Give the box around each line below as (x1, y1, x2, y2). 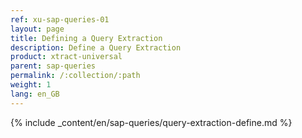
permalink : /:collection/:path (10, 71, 141, 81)
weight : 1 (10, 80, 52, 90)
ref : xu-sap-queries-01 (10, 14, 110, 25)
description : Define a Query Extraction (10, 42, 182, 53)
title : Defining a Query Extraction (10, 33, 163, 43)
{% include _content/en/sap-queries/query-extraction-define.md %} (10, 116, 293, 128)
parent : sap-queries (10, 61, 97, 71)
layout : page (10, 24, 65, 34)
